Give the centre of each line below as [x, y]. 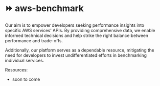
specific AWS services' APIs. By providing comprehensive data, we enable [80, 30]
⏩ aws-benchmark [45, 9]
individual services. [24, 60]
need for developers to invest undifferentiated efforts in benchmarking [76, 55]
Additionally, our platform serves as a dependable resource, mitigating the [80, 50]
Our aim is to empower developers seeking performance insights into [75, 25]
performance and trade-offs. [34, 40]
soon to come [26, 79]
